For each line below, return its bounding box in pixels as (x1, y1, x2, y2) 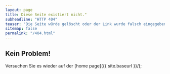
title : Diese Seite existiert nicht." (5, 12, 87, 17)
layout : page (5, 7, 33, 13)
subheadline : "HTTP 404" (5, 17, 58, 22)
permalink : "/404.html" (5, 31, 56, 36)
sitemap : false (5, 26, 37, 31)
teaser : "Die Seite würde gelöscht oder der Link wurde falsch (5, 21, 142, 27)
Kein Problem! (5, 49, 51, 58)
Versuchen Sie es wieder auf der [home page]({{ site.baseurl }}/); (5, 62, 142, 68)
